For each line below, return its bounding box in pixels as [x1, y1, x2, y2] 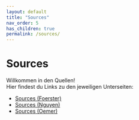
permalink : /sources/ [6, 31, 61, 37]
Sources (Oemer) [14, 107, 58, 115]
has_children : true [6, 25, 55, 32]
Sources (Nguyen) [14, 101, 61, 109]
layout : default [6, 8, 47, 15]
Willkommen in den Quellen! [6, 77, 75, 84]
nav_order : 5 [6, 20, 39, 26]
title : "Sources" [6, 14, 50, 20]
